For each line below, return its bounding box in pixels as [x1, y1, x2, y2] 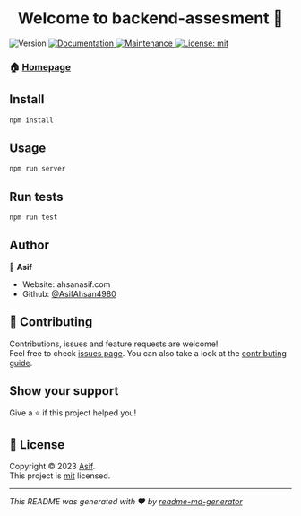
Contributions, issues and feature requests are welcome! [9, 338, 219, 349]
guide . [9, 357, 33, 368]
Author [9, 238, 49, 253]
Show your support [9, 383, 119, 398]
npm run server [9, 164, 66, 173]
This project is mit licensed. [9, 470, 111, 481]
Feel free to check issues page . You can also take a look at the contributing [9, 347, 287, 358]
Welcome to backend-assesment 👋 [17, 8, 284, 29]
